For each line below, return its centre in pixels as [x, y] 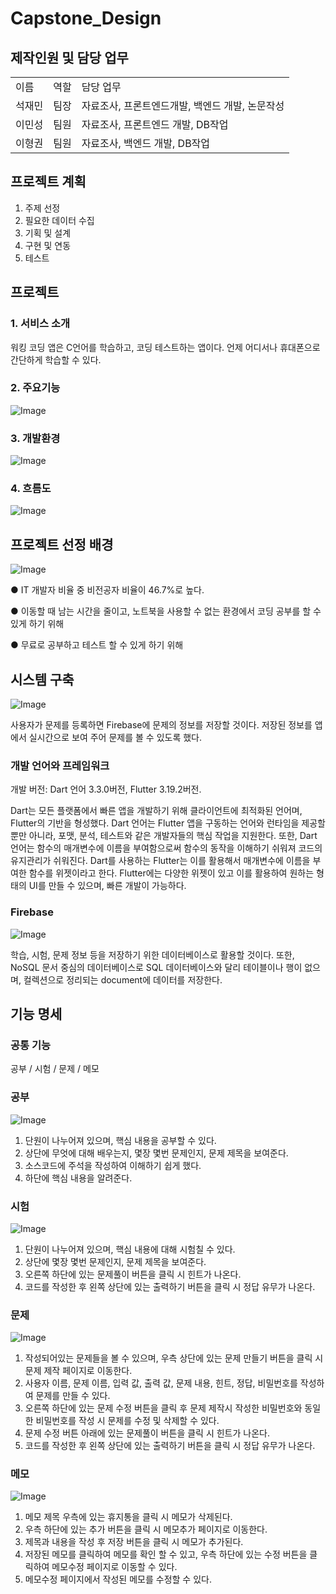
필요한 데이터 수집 [59, 220]
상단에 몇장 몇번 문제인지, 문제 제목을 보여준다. [115, 1261]
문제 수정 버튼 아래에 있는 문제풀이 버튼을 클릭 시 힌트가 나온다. [147, 1433]
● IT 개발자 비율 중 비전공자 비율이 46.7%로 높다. [107, 590]
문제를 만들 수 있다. [73, 1396]
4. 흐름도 [31, 489]
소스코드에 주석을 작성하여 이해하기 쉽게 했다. [113, 1165]
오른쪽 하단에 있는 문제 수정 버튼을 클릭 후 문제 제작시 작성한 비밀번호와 [163, 1408]
